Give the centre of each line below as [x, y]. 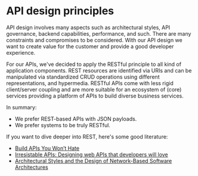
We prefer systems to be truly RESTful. [62, 125]
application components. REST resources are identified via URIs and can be [99, 70]
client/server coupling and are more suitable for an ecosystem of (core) [94, 89]
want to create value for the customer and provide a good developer [90, 46]
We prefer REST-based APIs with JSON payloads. [76, 119]
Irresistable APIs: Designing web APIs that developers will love [91, 154]
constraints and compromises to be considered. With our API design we [95, 40]
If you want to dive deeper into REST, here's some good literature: [87, 136]
